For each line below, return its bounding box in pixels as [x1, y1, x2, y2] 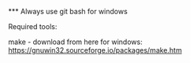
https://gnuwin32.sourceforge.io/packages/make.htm [8, 46, 183, 54]
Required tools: [8, 22, 58, 31]
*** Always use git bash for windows [8, 7, 128, 16]
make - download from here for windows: [8, 37, 143, 46]
